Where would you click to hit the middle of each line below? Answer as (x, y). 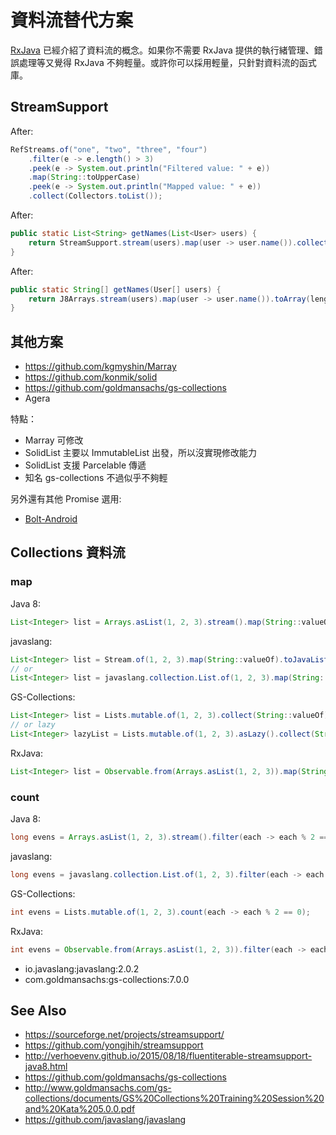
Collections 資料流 (68, 552)
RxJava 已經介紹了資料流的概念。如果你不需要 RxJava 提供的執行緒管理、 (162, 50)
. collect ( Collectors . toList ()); (95, 196)
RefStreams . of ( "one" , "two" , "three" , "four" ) (109, 149)
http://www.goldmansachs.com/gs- (98, 1088)
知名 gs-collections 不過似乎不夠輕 (96, 478)
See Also (38, 1010)
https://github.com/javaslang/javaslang (105, 1120)
